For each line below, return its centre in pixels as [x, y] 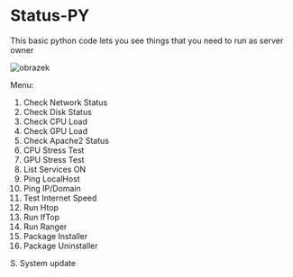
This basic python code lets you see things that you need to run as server [147, 40]
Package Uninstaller [60, 246]
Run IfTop [41, 217]
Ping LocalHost [51, 179]
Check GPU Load [55, 130]
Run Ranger [45, 227]
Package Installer [55, 236]
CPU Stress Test [54, 150]
